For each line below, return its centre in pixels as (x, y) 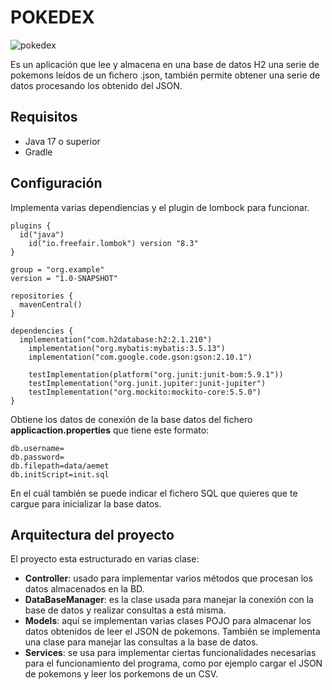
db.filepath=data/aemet (60, 466)
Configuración (56, 183)
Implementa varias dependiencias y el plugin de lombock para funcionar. (160, 207)
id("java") (42, 234)
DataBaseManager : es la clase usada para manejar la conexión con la (169, 600)
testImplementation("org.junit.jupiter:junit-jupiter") (147, 383)
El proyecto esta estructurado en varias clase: (105, 559)
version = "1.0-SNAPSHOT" (64, 278)
